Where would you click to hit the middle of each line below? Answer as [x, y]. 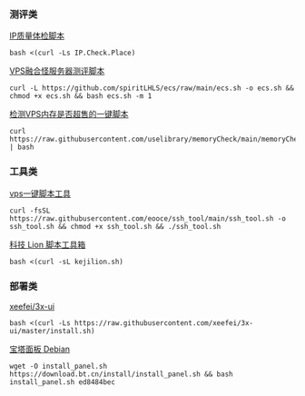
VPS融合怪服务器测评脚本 [57, 71]
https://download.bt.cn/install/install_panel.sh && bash [121, 374]
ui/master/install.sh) [52, 331]
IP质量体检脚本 [37, 36]
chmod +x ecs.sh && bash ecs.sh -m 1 [81, 96]
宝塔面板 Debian [40, 349]
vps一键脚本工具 [40, 193]
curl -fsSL [30, 211]
